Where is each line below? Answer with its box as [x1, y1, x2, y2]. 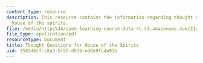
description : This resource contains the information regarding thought [6, 14, 193, 20]
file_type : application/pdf [6, 31, 77, 37]
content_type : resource [6, 8, 66, 15]
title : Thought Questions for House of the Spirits [6, 43, 139, 49]
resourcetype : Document [6, 37, 66, 43]
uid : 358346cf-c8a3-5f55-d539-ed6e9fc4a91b [6, 48, 118, 54]
